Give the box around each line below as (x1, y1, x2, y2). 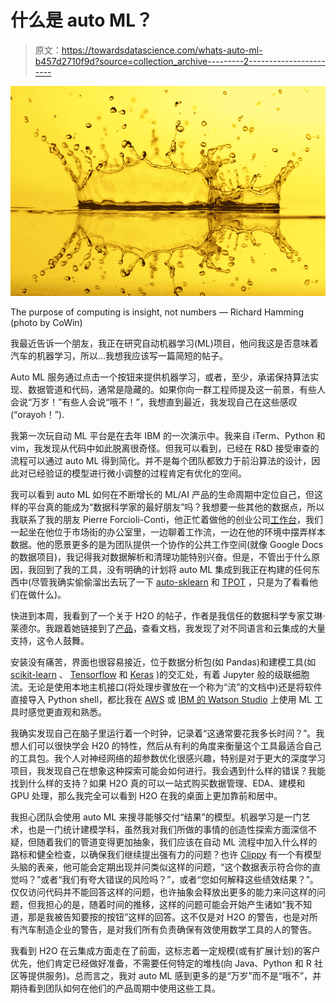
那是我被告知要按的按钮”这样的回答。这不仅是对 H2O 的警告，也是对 (27, 911, 310, 923)
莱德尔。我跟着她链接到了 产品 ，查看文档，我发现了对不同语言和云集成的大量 (10, 622, 326, 634)
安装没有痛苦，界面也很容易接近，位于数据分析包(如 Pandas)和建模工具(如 (10, 656, 317, 668)
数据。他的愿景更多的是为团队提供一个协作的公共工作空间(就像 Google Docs (10, 538, 324, 550)
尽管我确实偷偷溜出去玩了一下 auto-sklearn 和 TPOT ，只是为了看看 (31, 576, 310, 588)
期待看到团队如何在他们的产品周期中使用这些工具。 (10, 982, 221, 994)
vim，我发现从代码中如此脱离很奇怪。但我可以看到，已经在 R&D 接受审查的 (10, 442, 320, 454)
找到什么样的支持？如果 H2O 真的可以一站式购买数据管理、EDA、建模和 (10, 777, 306, 789)
